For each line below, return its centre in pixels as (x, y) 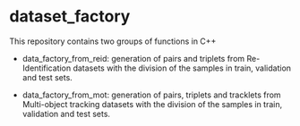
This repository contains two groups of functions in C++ (113, 41)
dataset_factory (70, 17)
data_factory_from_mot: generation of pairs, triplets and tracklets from (151, 95)
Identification (47, 68)
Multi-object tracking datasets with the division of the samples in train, (152, 104)
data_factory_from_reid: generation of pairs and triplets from (133, 58)
